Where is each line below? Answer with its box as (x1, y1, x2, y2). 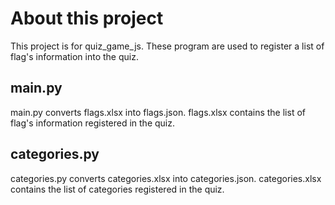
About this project (10, 7, 164, 30)
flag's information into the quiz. (10, 50, 139, 62)
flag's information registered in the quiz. (10, 117, 176, 129)
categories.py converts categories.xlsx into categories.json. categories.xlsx (10, 172, 322, 184)
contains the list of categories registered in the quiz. (10, 183, 225, 195)
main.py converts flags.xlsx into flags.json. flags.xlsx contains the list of (10, 106, 306, 118)
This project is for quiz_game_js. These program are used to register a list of (10, 40, 325, 52)
